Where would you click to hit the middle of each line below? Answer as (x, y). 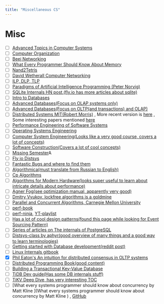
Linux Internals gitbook (35, 252)
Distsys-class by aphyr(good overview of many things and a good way (83, 236)
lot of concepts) (28, 142)
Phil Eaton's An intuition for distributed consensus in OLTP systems (80, 257)
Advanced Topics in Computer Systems (52, 48)
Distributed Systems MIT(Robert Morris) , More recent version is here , (83, 114)
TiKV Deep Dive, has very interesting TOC (55, 279)
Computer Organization (36, 53)
